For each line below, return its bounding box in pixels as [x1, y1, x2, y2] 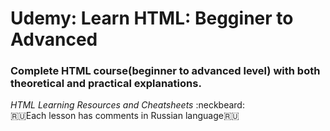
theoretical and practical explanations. [10, 77, 202, 91]
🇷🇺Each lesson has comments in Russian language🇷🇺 [10, 110, 240, 122]
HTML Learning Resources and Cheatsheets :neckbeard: [10, 99, 245, 111]
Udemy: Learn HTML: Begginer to [10, 7, 294, 30]
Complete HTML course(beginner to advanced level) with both [10, 64, 321, 78]
